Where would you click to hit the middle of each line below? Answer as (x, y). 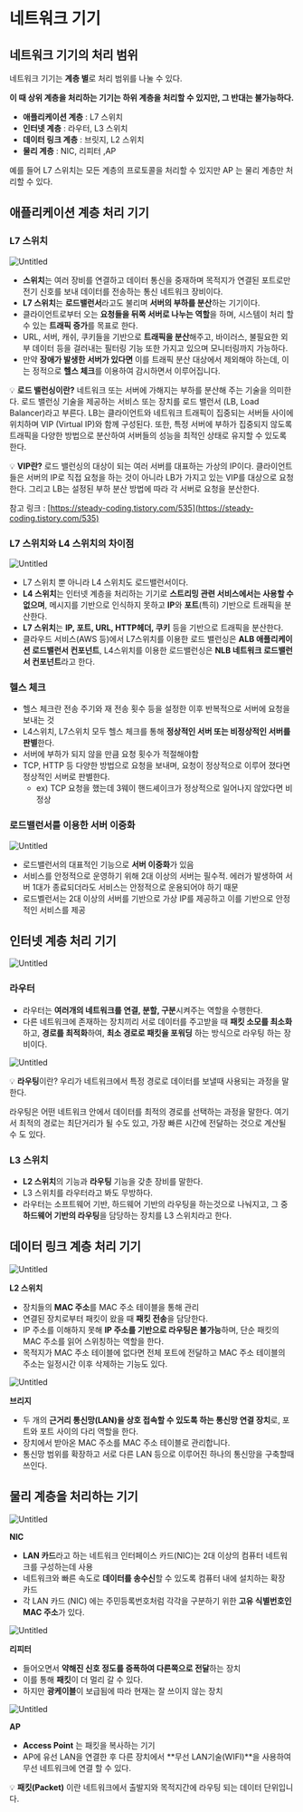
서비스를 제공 (62, 910)
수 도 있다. (28, 1134)
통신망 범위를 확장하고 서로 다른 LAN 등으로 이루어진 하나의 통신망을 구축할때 (158, 1454)
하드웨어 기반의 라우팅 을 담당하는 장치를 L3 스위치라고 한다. (127, 1215)
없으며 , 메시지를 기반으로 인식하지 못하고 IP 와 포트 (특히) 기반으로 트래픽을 (152, 605)
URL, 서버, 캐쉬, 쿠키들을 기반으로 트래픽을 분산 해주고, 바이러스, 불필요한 (150, 336)
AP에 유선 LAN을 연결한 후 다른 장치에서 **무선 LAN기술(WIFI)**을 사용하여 (157, 1757)
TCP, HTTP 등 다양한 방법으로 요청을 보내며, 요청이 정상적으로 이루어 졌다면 (156, 765)
